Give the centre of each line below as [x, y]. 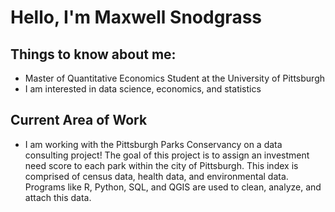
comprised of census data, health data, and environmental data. [156, 176]
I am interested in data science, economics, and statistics [143, 89]
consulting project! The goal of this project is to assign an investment [167, 155]
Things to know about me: [93, 54]
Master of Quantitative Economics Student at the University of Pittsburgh [174, 78]
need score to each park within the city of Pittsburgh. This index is [161, 165]
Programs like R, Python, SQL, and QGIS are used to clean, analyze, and [173, 187]
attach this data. [58, 197]
